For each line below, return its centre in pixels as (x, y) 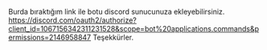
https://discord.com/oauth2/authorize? (72, 20)
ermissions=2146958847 (50, 37)
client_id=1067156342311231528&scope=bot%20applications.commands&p (134, 29)
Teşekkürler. (113, 37)
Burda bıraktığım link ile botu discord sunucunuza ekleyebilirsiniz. (117, 12)
